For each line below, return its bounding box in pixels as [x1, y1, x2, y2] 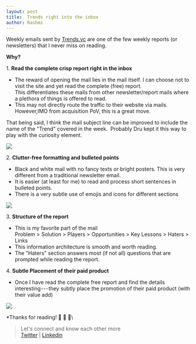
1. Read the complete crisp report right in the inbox [6, 65, 132, 72]
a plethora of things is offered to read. [14, 95, 107, 102]
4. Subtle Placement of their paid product [6, 267, 109, 274]
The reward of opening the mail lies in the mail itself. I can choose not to [14, 76, 190, 83]
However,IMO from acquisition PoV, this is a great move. [14, 107, 151, 115]
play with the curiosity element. [6, 132, 82, 139]
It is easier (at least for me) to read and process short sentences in [14, 178, 177, 185]
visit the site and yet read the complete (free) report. [14, 83, 142, 90]
